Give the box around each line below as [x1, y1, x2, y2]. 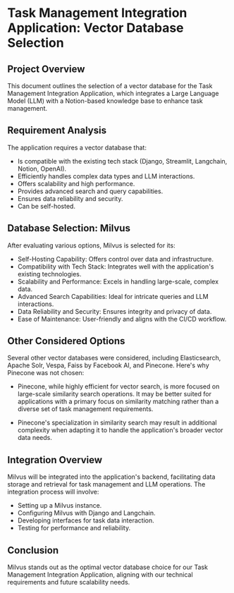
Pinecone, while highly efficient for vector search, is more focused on [17, 382, 220, 391]
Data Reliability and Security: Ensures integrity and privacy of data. [17, 307, 212, 315]
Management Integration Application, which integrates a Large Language [7, 90, 219, 97]
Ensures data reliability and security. [17, 194, 123, 202]
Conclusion [7, 544, 59, 556]
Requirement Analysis [7, 125, 107, 137]
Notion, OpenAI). [17, 164, 67, 173]
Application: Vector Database [7, 20, 185, 36]
